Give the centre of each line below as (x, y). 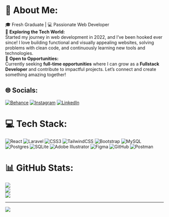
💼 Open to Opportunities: (32, 58)
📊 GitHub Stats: (39, 168)
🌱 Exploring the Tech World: (35, 32)
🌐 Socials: (22, 90)
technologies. (19, 53)
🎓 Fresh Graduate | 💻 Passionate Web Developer (57, 24)
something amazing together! (36, 75)
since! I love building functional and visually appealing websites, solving (80, 42)
